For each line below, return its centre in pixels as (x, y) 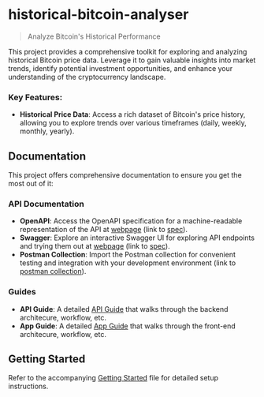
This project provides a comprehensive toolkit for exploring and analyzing (128, 51)
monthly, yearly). (47, 131)
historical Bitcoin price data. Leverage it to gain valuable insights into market (132, 60)
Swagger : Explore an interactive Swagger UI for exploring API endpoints (137, 238)
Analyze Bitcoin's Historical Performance (94, 36)
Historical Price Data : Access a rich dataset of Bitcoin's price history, (132, 114)
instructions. (28, 386)
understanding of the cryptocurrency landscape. (87, 77)
